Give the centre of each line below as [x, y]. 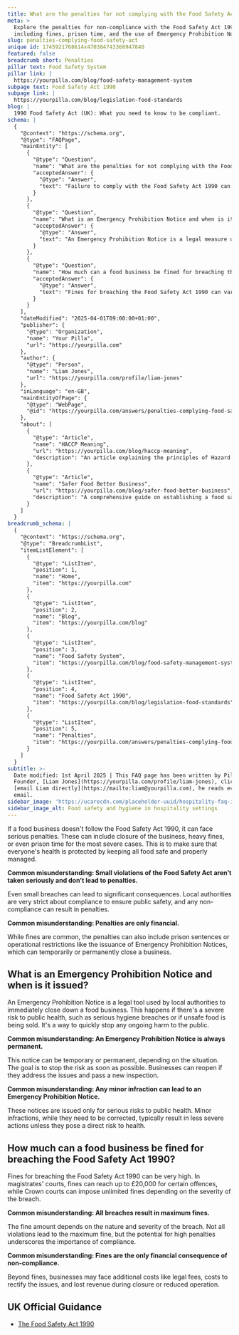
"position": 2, [55, 609]
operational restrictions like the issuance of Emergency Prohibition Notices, [117, 944]
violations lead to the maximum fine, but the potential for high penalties [111, 1234]
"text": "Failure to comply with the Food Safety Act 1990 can [135, 186]
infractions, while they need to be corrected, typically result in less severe [116, 1118]
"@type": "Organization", [64, 332]
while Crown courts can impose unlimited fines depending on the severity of [119, 1192]
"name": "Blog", [57, 617]
